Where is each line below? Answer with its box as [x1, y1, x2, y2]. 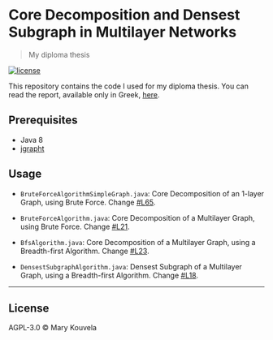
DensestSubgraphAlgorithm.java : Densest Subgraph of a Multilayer [19, 261, 242, 271]
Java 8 [19, 135, 43, 144]
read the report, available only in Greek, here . [8, 89, 160, 99]
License [8, 301, 50, 315]
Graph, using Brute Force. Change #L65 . [19, 197, 156, 207]
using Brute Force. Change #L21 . [19, 222, 130, 231]
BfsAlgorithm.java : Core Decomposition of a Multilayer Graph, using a [19, 237, 256, 247]
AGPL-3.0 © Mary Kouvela [8, 323, 97, 333]
